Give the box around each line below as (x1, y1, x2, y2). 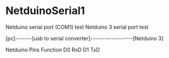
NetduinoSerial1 (5, 4, 85, 18)
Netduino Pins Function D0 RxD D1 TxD (5, 46, 101, 53)
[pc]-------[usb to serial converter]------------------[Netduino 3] (5, 35, 164, 42)
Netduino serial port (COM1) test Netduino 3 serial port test (5, 23, 149, 30)
